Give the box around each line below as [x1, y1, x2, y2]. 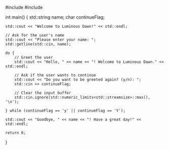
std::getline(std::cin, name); [5, 42, 71, 47]
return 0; [5, 130, 26, 135]
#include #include [5, 5, 43, 10]
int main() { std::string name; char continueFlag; [5, 14, 105, 20]
